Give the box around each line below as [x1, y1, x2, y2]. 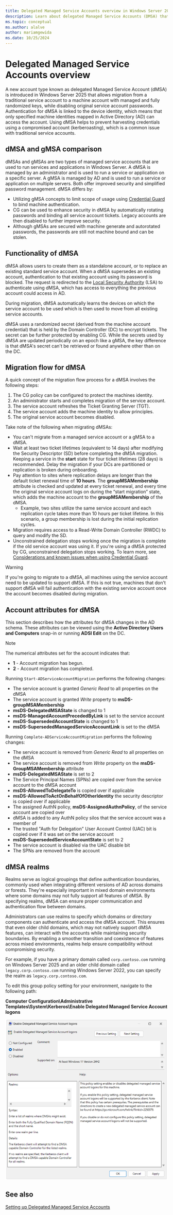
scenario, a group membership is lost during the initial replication [20, 516, 159, 522]
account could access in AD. [5, 290, 66, 296]
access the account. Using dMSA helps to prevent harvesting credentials [5, 119, 160, 125]
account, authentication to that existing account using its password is [5, 273, 152, 280]
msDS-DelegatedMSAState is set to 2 [12, 771, 95, 777]
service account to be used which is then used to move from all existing [5, 305, 158, 311]
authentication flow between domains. [5, 904, 86, 909]
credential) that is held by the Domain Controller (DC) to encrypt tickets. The [5, 326, 167, 332]
